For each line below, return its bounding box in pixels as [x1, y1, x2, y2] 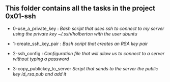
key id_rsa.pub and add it [12, 71, 67, 77]
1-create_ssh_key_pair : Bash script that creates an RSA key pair [12, 40, 148, 47]
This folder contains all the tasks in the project [5, 4, 156, 13]
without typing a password [12, 56, 69, 62]
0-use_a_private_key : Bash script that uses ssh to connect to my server [12, 25, 164, 31]
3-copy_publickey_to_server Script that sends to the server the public [12, 65, 159, 71]
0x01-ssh [5, 12, 36, 21]
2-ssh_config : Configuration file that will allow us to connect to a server [12, 50, 165, 56]
